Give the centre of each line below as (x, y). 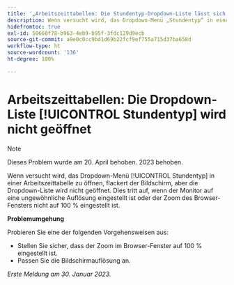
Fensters (20, 205)
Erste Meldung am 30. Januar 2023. (59, 274)
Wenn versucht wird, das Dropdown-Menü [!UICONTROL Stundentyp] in (111, 176)
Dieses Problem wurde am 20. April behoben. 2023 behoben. (95, 162)
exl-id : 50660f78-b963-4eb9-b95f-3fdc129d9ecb (76, 33)
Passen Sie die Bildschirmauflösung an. (74, 260)
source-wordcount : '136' (43, 53)
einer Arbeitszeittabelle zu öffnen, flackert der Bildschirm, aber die (103, 183)
